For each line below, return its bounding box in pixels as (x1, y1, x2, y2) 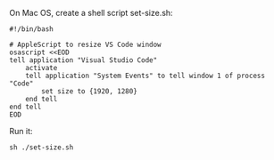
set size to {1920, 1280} (41, 87, 138, 96)
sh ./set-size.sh (9, 143, 74, 152)
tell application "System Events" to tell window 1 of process (25, 71, 266, 80)
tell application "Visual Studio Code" (9, 56, 158, 65)
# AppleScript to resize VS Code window (9, 40, 162, 49)
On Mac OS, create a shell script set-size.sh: (9, 8, 173, 18)
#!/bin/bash (9, 25, 54, 34)
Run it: (9, 126, 33, 136)
